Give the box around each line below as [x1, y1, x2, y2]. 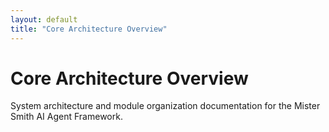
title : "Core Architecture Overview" [10, 24, 168, 34]
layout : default [10, 14, 78, 25]
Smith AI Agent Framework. [10, 111, 123, 123]
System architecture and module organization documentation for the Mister [10, 100, 321, 112]
